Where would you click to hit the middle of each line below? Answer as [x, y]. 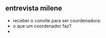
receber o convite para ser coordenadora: [57, 20]
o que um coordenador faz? [42, 26]
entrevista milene [34, 8]
